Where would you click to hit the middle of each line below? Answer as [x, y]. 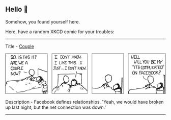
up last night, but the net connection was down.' [56, 107]
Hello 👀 [17, 9]
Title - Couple [20, 46]
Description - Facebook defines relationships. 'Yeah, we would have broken [84, 102]
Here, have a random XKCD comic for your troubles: [60, 32]
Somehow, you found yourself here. [43, 21]
